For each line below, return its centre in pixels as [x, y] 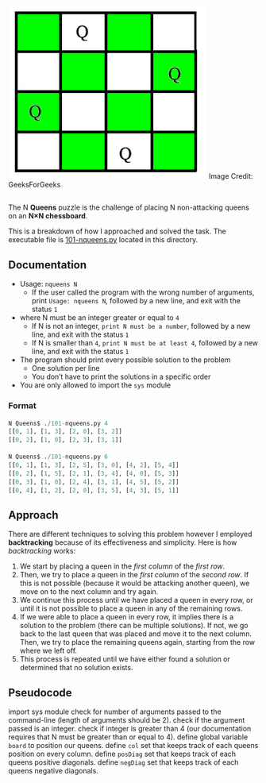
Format [23, 406]
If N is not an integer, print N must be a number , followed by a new [141, 326]
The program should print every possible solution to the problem [125, 360]
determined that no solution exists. [76, 668]
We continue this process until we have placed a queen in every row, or [136, 600]
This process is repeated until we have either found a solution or [125, 659]
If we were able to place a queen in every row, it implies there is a [127, 617]
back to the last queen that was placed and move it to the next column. [136, 634]
